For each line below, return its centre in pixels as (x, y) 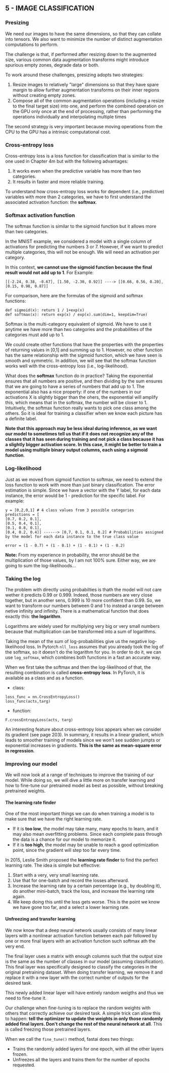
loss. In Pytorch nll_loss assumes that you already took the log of (95, 647)
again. (19, 897)
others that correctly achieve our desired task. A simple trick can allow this (83, 1013)
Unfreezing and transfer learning (40, 919)
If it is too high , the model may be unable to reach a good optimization (86, 845)
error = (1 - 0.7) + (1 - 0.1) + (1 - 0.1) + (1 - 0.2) (65, 545)
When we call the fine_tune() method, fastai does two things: (70, 1039)
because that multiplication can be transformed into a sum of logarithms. (81, 631)
